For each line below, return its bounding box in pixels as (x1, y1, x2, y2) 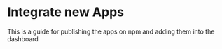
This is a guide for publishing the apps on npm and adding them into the (7, 27, 215, 36)
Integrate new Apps (7, 4, 125, 20)
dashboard (7, 34, 39, 43)
